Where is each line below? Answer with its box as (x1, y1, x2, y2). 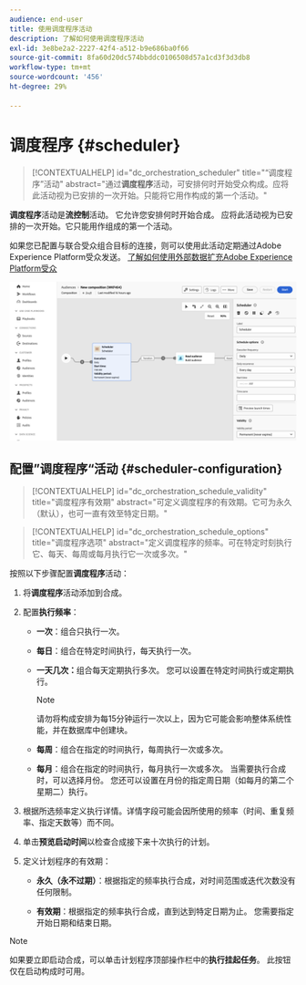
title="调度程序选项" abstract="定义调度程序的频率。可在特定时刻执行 (31, 536, 293, 547)
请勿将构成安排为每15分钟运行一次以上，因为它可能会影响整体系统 (36, 712, 284, 724)
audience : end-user (9, 15, 84, 24)
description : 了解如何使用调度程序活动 (9, 34, 144, 43)
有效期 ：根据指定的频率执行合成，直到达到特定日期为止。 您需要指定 (36, 906, 294, 917)
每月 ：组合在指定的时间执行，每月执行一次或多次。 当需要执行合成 (36, 762, 287, 774)
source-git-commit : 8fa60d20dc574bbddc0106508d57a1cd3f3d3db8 (9, 53, 250, 63)
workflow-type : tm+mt (9, 63, 92, 72)
